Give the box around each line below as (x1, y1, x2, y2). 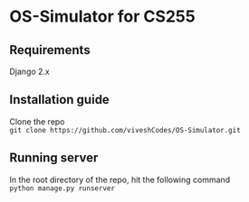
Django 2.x (9, 66, 50, 77)
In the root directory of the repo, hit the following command (9, 174, 231, 185)
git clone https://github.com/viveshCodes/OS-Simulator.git (9, 125, 242, 134)
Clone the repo (9, 115, 65, 127)
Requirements (9, 42, 91, 58)
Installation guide (9, 92, 110, 107)
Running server (9, 151, 99, 166)
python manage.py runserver (9, 183, 116, 193)
